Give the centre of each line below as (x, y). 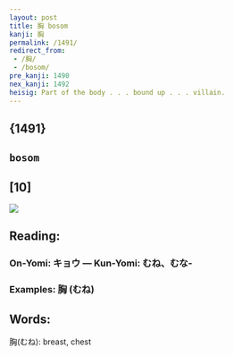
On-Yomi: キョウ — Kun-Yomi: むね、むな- (101, 263)
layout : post (33, 17)
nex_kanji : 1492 (39, 84)
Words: (30, 319)
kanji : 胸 (27, 34)
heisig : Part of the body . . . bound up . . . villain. (117, 92)
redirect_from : (37, 51)
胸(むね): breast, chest (50, 342)
